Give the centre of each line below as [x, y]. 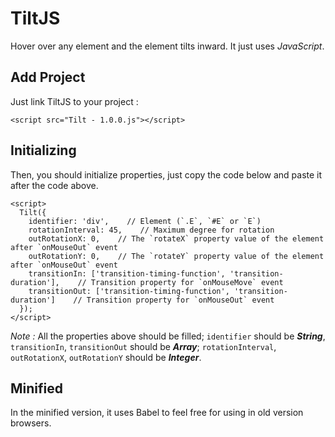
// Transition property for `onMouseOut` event [174, 300]
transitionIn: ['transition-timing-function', [127, 273]
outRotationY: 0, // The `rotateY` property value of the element [176, 256]
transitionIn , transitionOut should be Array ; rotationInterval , [143, 346]
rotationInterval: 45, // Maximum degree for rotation [151, 230]
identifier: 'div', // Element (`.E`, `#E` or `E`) [145, 221]
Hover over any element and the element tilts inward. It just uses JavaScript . [167, 46]
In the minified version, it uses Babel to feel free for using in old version [157, 413]
